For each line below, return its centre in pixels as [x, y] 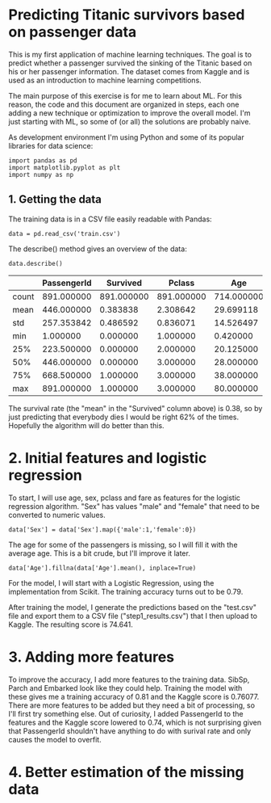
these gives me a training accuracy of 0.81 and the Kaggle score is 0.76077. [134, 696]
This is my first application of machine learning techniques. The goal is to [130, 54]
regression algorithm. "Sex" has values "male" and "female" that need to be [134, 506]
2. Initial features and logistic [108, 458]
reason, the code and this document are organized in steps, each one [124, 104]
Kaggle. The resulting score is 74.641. [71, 624]
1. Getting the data [55, 200]
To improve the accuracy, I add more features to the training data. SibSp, [129, 679]
